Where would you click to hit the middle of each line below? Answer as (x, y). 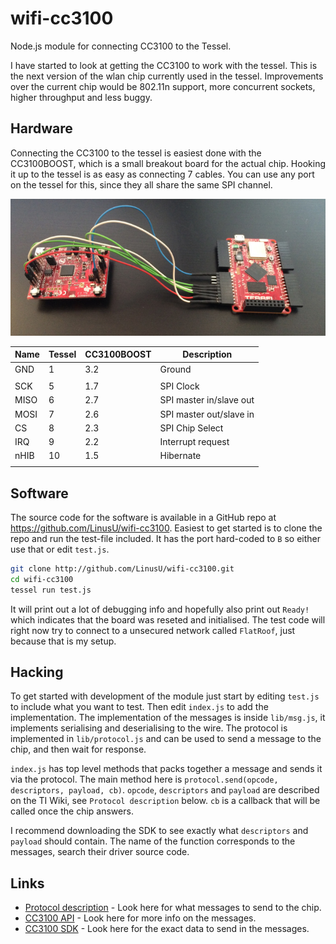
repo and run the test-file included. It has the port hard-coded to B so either (166, 538)
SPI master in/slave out (207, 400)
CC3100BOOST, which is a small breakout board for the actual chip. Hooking (168, 163)
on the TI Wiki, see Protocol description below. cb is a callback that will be (165, 801)
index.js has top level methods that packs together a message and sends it (166, 769)
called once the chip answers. (72, 811)
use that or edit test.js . (60, 549)
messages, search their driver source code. (100, 852)
